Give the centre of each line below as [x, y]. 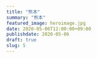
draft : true [21, 40]
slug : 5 [16, 46]
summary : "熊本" [26, 18]
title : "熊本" [23, 12]
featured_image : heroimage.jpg [46, 23]
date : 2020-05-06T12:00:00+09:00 [49, 29]
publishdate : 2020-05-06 [38, 34]
